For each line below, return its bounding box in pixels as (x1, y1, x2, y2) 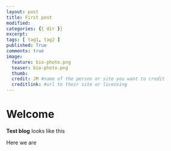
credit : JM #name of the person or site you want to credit (11, 76, 165, 82)
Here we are (6, 139, 37, 146)
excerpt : (6, 31, 28, 37)
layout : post (6, 8, 39, 15)
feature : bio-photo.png (11, 59, 71, 65)
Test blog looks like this (6, 127, 65, 134)
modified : (6, 20, 31, 26)
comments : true (6, 48, 44, 54)
